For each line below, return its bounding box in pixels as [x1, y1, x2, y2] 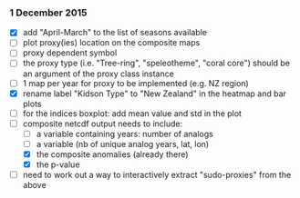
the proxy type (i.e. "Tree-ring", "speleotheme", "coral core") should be [22, 57, 290, 69]
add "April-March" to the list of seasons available [22, 27, 208, 38]
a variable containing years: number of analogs [36, 128, 214, 139]
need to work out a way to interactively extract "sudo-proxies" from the [22, 170, 292, 181]
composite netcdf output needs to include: [22, 118, 183, 129]
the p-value [36, 159, 80, 170]
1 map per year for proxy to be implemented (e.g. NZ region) [22, 77, 249, 88]
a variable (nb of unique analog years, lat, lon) [36, 138, 210, 149]
